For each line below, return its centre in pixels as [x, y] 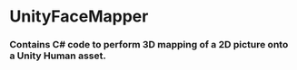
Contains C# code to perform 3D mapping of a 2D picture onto [149, 45]
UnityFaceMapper [79, 17]
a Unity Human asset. [58, 56]
